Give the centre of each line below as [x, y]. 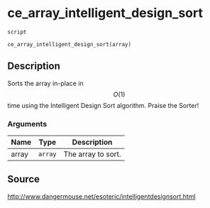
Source [24, 179]
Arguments [27, 124]
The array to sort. [93, 154]
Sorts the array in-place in [45, 83]
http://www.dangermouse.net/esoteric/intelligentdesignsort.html [102, 196]
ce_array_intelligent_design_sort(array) [70, 44]
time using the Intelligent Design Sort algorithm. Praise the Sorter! [103, 105]
